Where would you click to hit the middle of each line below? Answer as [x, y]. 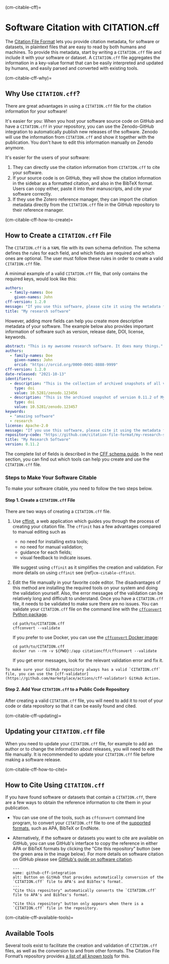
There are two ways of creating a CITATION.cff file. [58, 511]
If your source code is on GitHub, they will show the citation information [87, 178]
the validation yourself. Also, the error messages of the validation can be [88, 593]
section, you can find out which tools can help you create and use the [77, 459]
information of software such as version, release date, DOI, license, [75, 331]
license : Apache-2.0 [27, 425]
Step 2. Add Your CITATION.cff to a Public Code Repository [67, 689]
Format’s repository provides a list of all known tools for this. [68, 956]
